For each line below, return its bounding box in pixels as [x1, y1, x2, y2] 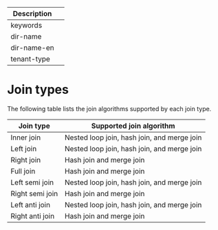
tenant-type [10, 55, 50, 64]
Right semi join [10, 189, 58, 198]
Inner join [10, 133, 41, 142]
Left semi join [10, 178, 54, 187]
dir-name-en [10, 43, 55, 52]
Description [12, 9, 52, 18]
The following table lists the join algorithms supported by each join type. [7, 104, 212, 113]
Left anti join [10, 200, 50, 209]
